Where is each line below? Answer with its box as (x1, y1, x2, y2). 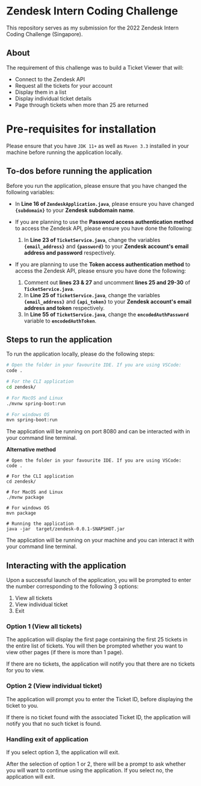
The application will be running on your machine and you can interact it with (6, 537, 194, 544)
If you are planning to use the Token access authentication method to (14, 261, 191, 268)
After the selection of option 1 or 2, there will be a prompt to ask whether (6, 760, 186, 768)
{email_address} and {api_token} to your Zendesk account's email (23, 298, 191, 305)
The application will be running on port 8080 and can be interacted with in (6, 428, 191, 435)
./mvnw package (6, 495, 45, 501)
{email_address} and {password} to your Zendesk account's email (23, 243, 189, 250)
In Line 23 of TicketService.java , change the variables (23, 236, 161, 243)
